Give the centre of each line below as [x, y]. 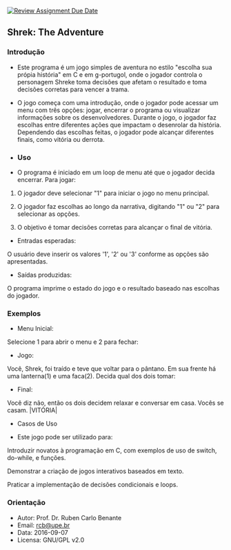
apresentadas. [28, 261]
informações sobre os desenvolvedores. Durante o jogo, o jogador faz [117, 117]
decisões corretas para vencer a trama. [73, 89]
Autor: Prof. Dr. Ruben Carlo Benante [69, 517]
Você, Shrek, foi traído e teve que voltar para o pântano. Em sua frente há [111, 369]
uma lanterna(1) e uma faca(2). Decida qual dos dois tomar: [91, 376]
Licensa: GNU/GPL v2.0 [51, 540]
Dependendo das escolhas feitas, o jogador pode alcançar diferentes [115, 132]
